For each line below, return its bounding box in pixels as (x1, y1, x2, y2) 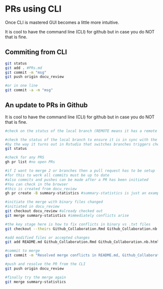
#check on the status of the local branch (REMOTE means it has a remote (5, 128, 158, 133)
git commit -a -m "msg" (5, 88, 53, 93)
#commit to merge (5, 248, 40, 253)
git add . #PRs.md (5, 65, 42, 70)
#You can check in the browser (5, 182, 68, 187)
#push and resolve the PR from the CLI (5, 262, 86, 267)
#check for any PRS (5, 155, 45, 160)
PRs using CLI (5, 3, 62, 15)
